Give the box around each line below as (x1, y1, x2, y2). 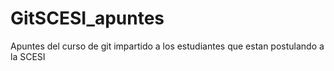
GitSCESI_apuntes (10, 7, 165, 30)
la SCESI (10, 50, 46, 62)
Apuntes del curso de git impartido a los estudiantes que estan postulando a (10, 40, 325, 52)
